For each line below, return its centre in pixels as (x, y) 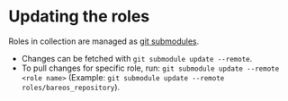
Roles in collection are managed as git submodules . (104, 41)
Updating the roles (79, 17)
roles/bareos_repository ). (71, 87)
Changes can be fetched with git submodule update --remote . (137, 58)
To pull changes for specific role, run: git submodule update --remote (150, 68)
